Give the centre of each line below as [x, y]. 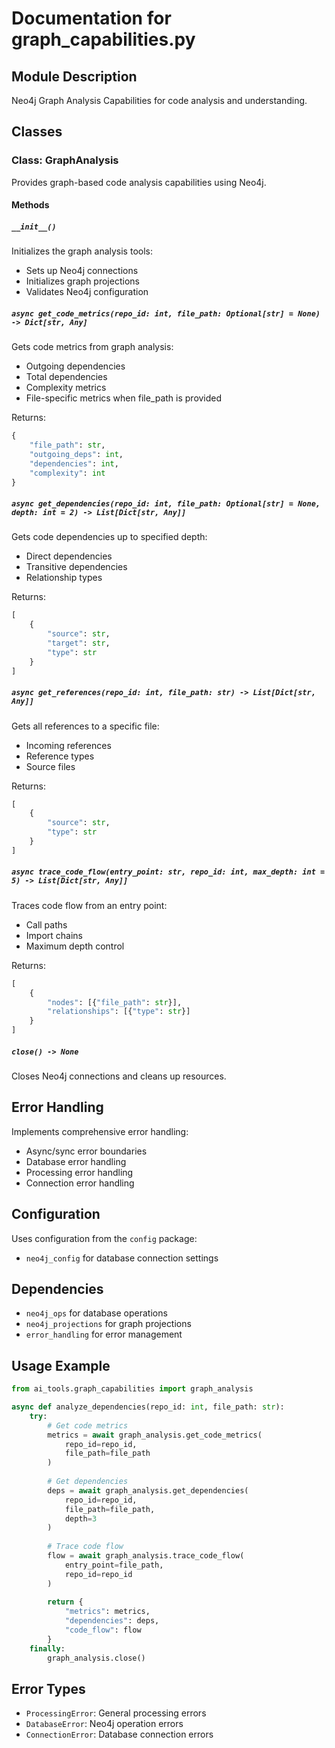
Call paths [46, 924]
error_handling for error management [104, 1334]
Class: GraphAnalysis [65, 160]
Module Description [74, 76]
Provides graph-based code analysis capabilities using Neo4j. [139, 182]
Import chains [54, 935]
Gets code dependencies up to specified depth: [109, 537]
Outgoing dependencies [75, 366]
